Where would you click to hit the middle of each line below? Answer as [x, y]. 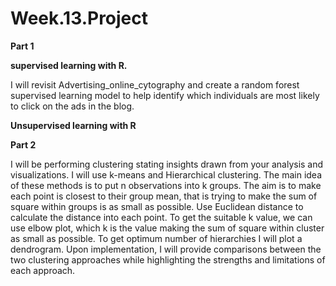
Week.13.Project [79, 18]
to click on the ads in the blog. [72, 106]
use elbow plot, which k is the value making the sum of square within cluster [167, 228]
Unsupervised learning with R [73, 125]
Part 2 [23, 144]
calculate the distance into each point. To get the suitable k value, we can [161, 217]
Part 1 [22, 46]
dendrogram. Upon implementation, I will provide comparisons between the [166, 249]
